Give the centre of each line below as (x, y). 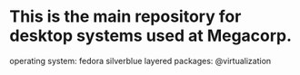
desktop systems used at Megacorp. (151, 36)
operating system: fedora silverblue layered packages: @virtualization (140, 61)
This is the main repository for (125, 17)
